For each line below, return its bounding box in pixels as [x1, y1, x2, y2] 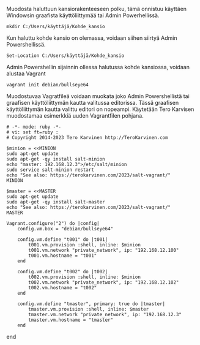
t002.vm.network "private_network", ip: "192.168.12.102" [28, 279, 179, 286]
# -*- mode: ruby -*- [6, 124, 62, 130]
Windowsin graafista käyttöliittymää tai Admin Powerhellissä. [6, 12, 160, 19]
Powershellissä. [6, 41, 46, 48]
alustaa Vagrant [6, 70, 46, 77]
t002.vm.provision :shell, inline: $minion [28, 274, 141, 280]
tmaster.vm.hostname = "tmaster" [28, 317, 114, 323]
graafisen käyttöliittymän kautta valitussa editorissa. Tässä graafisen [6, 99, 179, 106]
